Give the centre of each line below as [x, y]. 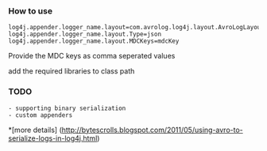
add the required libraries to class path [72, 71]
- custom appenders [41, 115]
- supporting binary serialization [67, 108]
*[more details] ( [35, 130]
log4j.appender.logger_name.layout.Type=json [85, 34]
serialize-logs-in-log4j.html [53, 138]
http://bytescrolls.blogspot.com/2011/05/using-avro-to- [153, 130]
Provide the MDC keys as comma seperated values [92, 56]
